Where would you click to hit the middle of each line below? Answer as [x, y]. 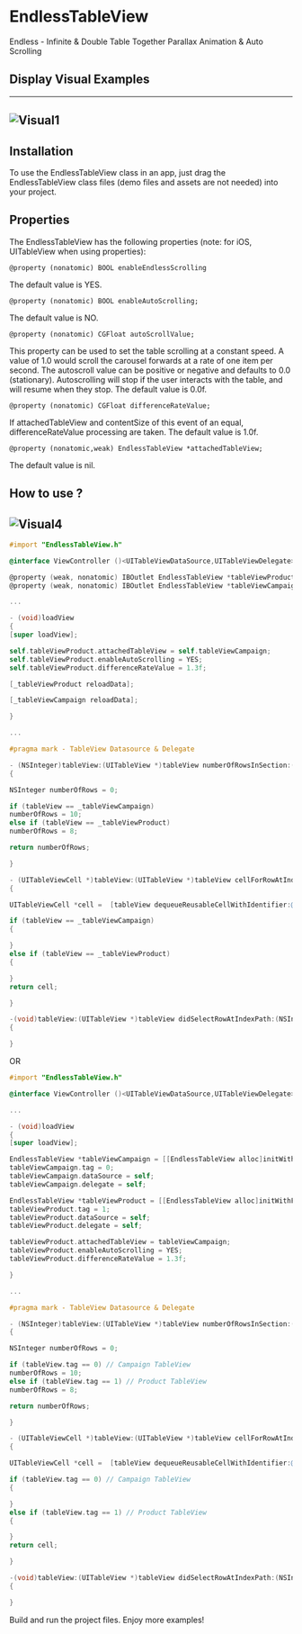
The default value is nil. [53, 465]
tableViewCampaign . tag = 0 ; [62, 1168]
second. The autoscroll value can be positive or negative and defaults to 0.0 [150, 370]
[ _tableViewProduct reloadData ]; [72, 684]
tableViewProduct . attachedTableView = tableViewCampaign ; [120, 1242]
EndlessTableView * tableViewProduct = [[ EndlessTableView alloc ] [134, 1201]
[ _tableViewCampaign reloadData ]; [74, 700]
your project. [33, 192]
